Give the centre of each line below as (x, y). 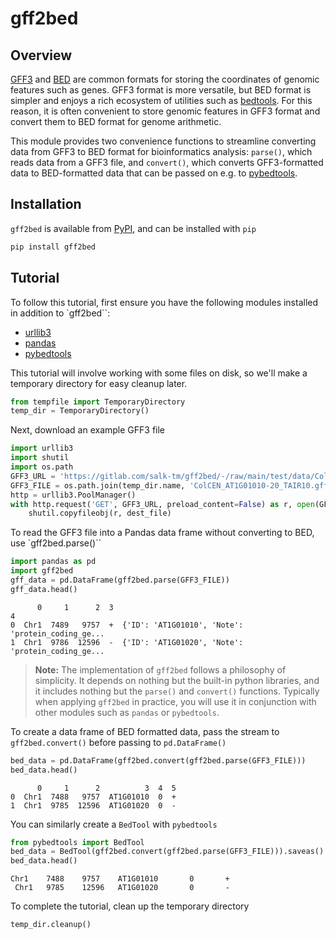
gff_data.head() (44, 589)
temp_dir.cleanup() (51, 925)
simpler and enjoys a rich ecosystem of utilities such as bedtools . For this (161, 100)
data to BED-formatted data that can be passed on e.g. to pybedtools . (154, 173)
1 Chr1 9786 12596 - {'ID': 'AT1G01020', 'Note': (127, 642)
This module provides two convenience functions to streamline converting (163, 141)
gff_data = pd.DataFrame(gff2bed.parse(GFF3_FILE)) (120, 580)
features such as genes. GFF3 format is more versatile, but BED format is (161, 90)
